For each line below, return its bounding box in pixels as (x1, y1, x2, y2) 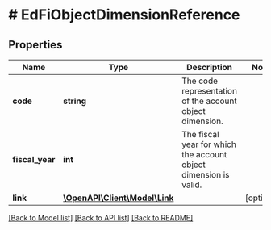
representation (181, 86, 238, 96)
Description (186, 62, 232, 73)
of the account (181, 95, 237, 107)
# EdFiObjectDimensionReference (8, 6, 240, 24)
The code (181, 75, 219, 86)
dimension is (181, 169, 230, 180)
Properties (8, 38, 63, 52)
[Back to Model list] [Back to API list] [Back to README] (8, 213, 194, 223)
